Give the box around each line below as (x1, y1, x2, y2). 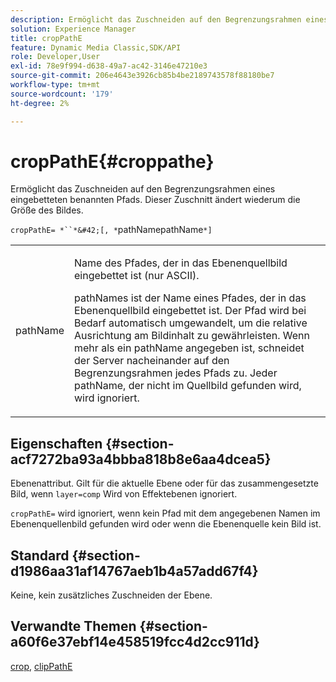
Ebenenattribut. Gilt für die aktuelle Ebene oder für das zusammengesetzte (10, 477, 319, 490)
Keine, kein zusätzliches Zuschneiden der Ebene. (10, 589, 213, 601)
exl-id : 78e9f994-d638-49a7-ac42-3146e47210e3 (10, 61, 208, 71)
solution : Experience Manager (10, 24, 137, 34)
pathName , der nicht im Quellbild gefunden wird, (74, 379, 302, 393)
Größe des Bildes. (10, 204, 84, 216)
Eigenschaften (10, 435, 103, 452)
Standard (10, 547, 70, 564)
